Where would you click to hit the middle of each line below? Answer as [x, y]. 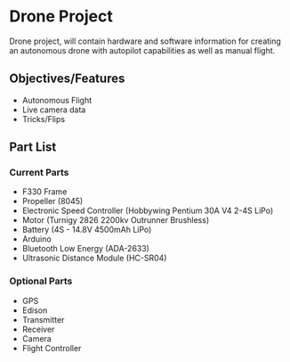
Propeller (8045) [52, 202]
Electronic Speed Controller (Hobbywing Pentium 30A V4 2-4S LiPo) [148, 210]
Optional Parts [41, 281]
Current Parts [39, 173]
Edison [35, 310]
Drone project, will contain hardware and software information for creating [145, 41]
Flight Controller [52, 348]
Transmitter [43, 319]
